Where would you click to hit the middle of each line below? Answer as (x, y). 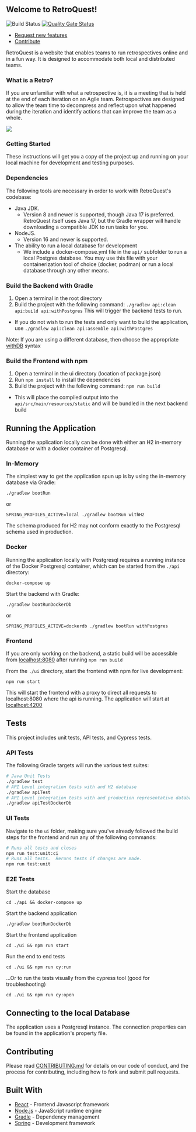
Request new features (41, 35)
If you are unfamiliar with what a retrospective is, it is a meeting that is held (96, 93)
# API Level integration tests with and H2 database (71, 787)
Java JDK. (27, 208)
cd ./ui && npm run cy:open (40, 995)
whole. (14, 118)
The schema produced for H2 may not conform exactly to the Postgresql (93, 526)
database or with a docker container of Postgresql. (67, 448)
